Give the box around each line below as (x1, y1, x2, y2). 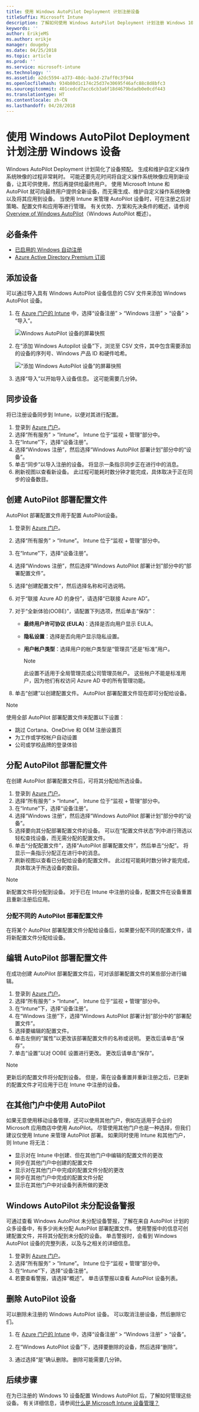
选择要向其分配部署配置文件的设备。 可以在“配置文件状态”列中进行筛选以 (14, 827, 192, 834)
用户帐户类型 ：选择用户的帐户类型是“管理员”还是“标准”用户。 (23, 645, 174, 653)
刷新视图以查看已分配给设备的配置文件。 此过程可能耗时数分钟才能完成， (14, 856, 193, 863)
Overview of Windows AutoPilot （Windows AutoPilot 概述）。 (6, 210, 155, 218)
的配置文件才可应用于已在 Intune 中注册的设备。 (6, 1081, 123, 1088)
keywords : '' (6, 25, 38, 31)
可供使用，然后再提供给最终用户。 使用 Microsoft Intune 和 (26, 181, 170, 188)
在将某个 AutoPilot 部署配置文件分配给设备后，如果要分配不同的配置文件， (6, 926, 187, 934)
